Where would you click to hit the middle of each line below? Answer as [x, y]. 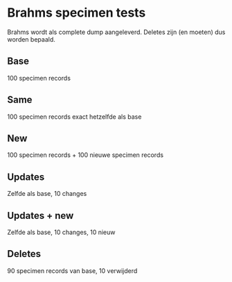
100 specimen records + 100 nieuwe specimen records [86, 155]
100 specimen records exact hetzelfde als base [74, 117]
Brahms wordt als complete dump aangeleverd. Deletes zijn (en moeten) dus [116, 32]
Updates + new [41, 216]
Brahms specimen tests [77, 13]
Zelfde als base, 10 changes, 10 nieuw [61, 232]
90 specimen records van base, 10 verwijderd [72, 271]
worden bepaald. [31, 39]
